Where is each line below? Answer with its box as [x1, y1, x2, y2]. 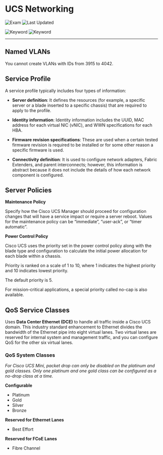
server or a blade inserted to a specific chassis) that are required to [12, 102, 147, 108]
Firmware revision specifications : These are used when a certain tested [12, 136, 158, 142]
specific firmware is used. [12, 147, 64, 153]
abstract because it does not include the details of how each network [12, 167, 151, 172]
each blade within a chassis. [5, 253, 62, 259]
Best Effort [12, 426, 34, 432]
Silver [12, 402, 24, 408]
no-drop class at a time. [5, 373, 53, 379]
